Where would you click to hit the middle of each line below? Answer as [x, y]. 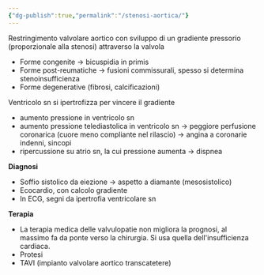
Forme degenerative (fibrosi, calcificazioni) [90, 87]
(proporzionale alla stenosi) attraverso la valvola [86, 46]
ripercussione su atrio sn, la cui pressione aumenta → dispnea [121, 151]
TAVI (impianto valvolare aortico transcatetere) [95, 262]
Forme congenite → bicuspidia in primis [84, 62]
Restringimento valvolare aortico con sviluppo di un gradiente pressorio [124, 38]
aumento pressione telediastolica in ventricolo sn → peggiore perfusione [138, 126]
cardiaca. [35, 246]
